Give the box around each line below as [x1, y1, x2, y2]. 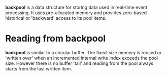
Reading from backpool [5, 33, 106, 45]
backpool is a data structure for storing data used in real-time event [5, 5, 147, 10]
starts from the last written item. [5, 65, 73, 71]
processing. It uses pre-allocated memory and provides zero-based [5, 10, 147, 16]
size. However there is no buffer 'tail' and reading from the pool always [5, 60, 154, 66]
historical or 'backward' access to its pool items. [5, 15, 107, 21]
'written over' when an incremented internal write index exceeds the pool [5, 55, 158, 61]
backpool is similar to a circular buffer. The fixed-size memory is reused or [5, 49, 162, 55]
